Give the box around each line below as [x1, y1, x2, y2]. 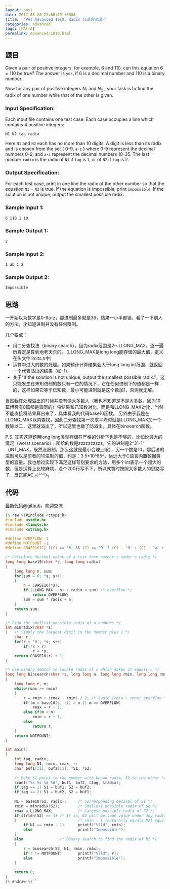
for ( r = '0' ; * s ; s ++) [14, 639, 62, 645]
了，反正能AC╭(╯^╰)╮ [5, 472, 50, 478]
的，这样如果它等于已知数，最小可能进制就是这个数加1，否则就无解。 [12, 387, 157, 393]
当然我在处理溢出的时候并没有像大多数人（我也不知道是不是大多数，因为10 [5, 398, 161, 404]
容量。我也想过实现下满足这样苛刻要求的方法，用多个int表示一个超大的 [14, 459, 161, 466]
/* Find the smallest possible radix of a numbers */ [5, 620, 121, 625]
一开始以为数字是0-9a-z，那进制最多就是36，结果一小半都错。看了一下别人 [5, 315, 163, 321]
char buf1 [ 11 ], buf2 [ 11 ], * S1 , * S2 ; [14, 766, 92, 771]
